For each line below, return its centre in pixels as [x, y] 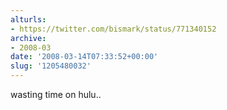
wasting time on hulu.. [56, 94]
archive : [28, 38]
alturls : [28, 19]
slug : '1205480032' [51, 66]
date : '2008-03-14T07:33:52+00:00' [84, 57]
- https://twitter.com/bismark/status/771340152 [113, 29]
